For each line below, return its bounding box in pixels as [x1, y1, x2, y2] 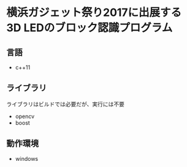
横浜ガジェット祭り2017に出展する [6, 6, 182, 20]
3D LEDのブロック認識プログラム [6, 21, 173, 35]
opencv [15, 113, 35, 120]
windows [15, 155, 39, 162]
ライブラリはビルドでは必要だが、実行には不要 [6, 100, 124, 108]
